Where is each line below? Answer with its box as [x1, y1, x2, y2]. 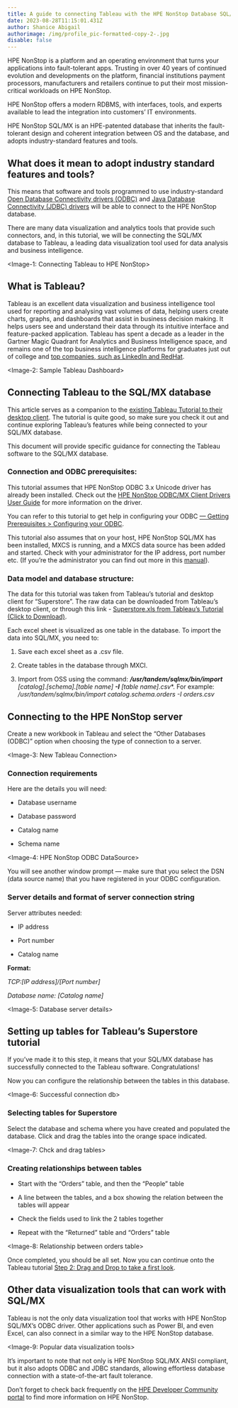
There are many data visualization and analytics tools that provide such [7, 223, 215, 231]
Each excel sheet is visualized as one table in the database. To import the [7, 626, 222, 635]
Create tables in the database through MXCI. [17, 661, 148, 670]
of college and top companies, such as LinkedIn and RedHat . [7, 352, 185, 361]
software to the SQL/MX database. [7, 449, 108, 458]
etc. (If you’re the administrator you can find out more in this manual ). [7, 555, 210, 564]
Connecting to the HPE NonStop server [7, 711, 183, 723]
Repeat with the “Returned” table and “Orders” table [17, 1228, 170, 1236]
